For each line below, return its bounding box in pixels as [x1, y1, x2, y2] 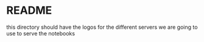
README [6, 4, 52, 17]
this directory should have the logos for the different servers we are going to [6, 23, 198, 31]
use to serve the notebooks [6, 29, 75, 37]
